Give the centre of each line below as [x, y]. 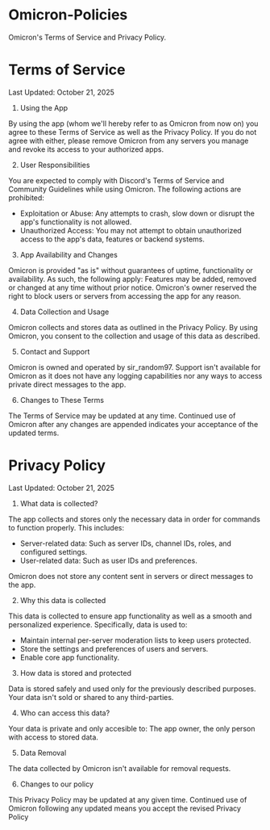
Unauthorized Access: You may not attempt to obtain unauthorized [131, 230]
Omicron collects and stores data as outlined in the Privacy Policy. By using [133, 327]
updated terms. [34, 433]
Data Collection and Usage [64, 312]
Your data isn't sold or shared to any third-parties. [91, 697]
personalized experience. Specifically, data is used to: [98, 624]
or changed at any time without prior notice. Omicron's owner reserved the [133, 287]
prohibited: [26, 197]
